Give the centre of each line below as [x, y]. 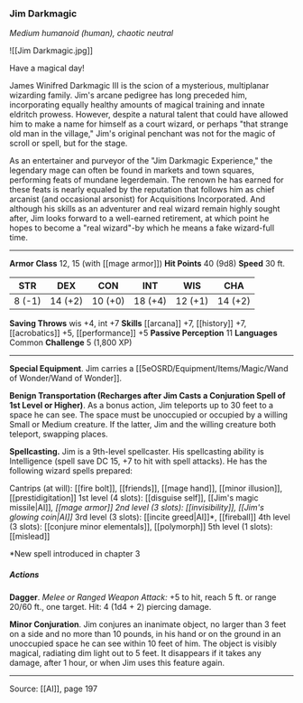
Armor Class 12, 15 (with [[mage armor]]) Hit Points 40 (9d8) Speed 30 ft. [147, 264]
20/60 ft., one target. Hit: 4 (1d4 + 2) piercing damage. [110, 607]
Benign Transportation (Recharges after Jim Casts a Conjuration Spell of [147, 396]
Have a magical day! [47, 68]
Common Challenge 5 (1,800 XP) [71, 342]
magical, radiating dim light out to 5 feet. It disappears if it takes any [135, 653]
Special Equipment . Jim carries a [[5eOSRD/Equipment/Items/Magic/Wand [149, 369]
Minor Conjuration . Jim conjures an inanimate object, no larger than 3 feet [148, 624]
